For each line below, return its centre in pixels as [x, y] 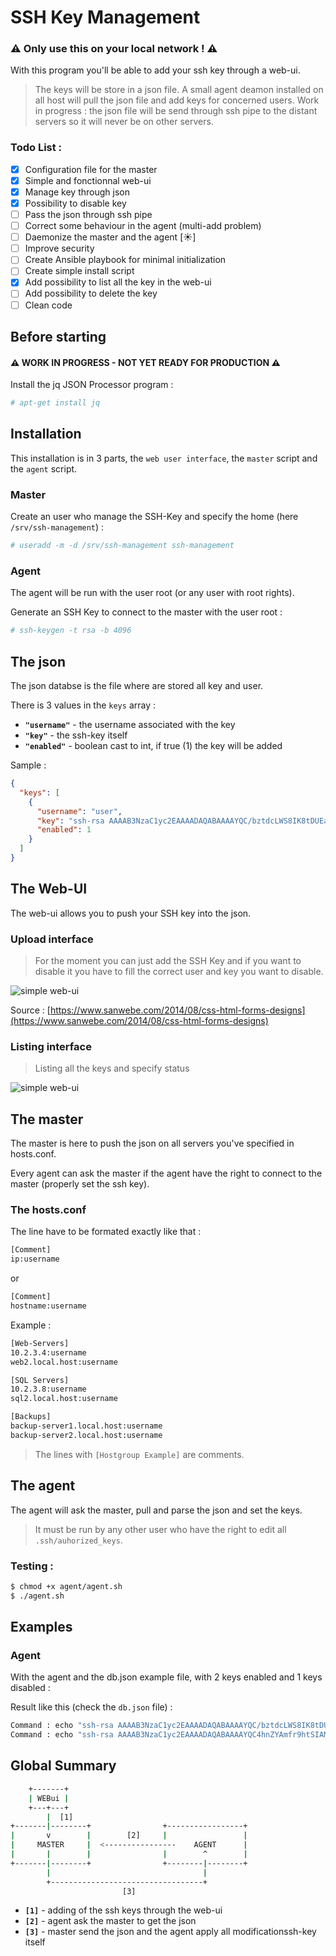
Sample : [28, 765]
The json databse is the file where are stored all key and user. [137, 686]
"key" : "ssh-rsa [70, 821]
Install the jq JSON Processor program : [92, 385]
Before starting [58, 336]
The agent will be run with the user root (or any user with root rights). [152, 593]
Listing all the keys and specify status [112, 1068]
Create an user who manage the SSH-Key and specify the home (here [154, 517]
